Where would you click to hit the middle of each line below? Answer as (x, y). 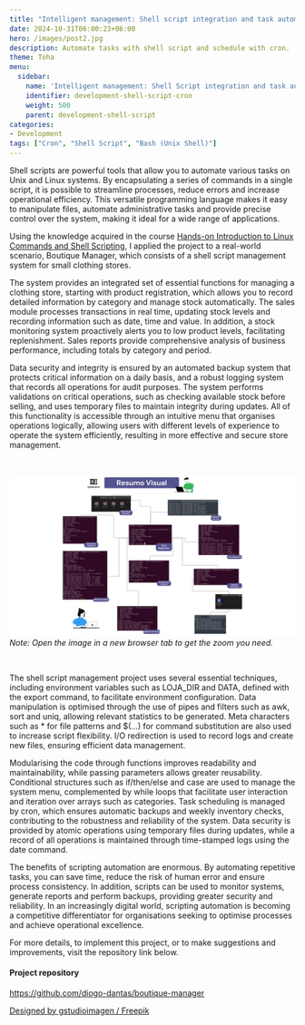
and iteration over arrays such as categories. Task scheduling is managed (148, 801)
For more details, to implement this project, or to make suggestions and (143, 942)
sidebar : (34, 77)
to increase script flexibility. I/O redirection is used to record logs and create (152, 736)
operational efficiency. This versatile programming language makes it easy (148, 199)
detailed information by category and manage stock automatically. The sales (152, 302)
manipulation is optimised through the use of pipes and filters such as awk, (150, 707)
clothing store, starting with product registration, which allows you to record (151, 292)
